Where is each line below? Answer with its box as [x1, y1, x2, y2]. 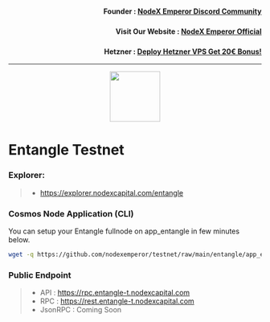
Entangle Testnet [8, 141, 125, 159]
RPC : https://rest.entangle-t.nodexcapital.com [39, 296, 194, 306]
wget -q [8, 250, 35, 258]
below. [8, 234, 31, 244]
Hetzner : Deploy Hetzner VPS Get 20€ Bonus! [104, 47, 262, 56]
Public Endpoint [8, 269, 72, 280]
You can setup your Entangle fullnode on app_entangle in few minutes [8, 226, 239, 236]
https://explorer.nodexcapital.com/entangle [39, 188, 183, 197]
